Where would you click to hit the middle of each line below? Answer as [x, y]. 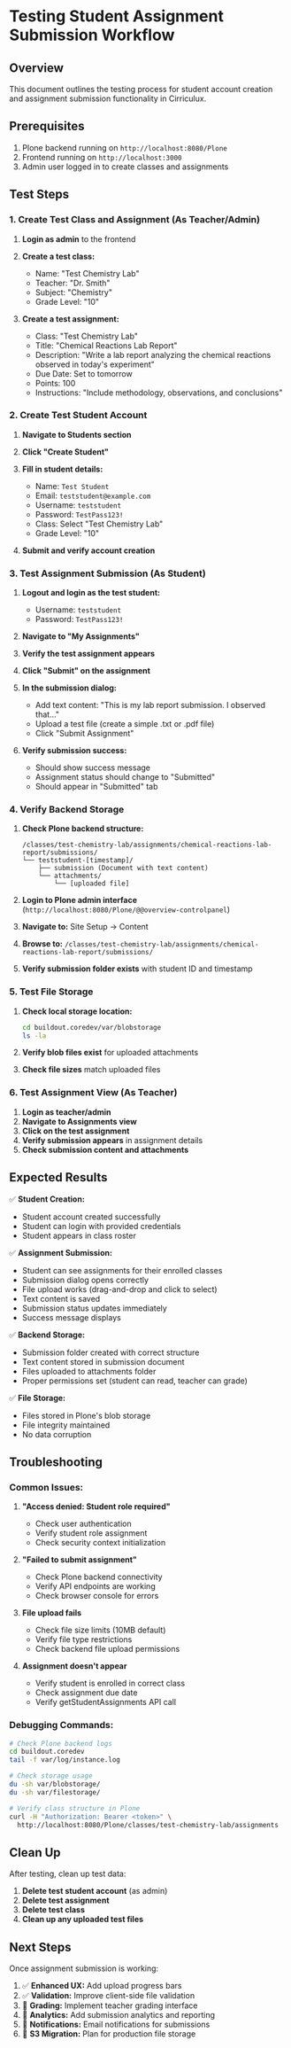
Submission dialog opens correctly [85, 1280]
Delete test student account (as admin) [95, 1891]
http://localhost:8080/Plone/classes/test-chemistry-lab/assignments [148, 1825]
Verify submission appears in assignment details [112, 1140]
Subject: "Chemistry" [74, 292]
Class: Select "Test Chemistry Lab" [99, 524]
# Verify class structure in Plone [75, 1808]
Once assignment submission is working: [84, 1968]
